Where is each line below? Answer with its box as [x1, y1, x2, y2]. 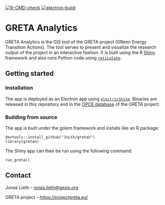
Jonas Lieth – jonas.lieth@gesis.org [5, 184, 79, 190]
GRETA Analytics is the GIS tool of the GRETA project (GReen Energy [5, 39, 147, 45]
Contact [5, 171, 31, 180]
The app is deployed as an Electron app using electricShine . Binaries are [5, 96, 157, 102]
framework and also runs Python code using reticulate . [5, 55, 122, 61]
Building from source [5, 113, 58, 120]
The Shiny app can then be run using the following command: [5, 148, 132, 154]
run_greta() [5, 157, 30, 162]
